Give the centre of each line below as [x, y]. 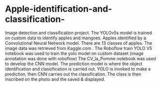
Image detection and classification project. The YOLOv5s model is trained [79, 33]
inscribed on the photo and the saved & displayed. [55, 79]
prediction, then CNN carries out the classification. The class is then [73, 74]
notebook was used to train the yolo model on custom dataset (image [74, 53]
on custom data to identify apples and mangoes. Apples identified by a [76, 38]
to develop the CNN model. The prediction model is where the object [74, 64]
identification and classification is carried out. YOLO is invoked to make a [78, 69]
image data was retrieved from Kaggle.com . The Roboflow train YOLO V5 [79, 48]
